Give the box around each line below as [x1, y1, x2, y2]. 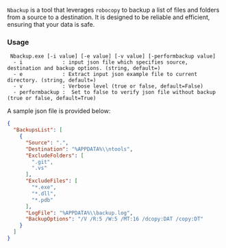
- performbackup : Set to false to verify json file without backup [13, 89, 216, 96]
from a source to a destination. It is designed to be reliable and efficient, [7, 13, 210, 21]
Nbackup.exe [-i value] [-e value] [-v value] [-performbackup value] [10, 53, 216, 60]
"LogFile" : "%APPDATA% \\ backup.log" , [25, 209, 134, 216]
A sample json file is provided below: [7, 107, 111, 115]
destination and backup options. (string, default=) [7, 65, 161, 72]
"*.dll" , [32, 190, 57, 197]
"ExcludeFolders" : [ [25, 152, 84, 159]
